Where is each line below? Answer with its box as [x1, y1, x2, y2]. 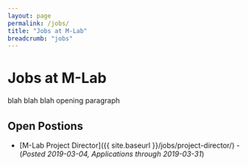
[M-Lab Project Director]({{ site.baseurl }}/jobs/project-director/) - [19, 140, 240, 150]
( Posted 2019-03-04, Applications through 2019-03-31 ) [19, 149, 205, 158]
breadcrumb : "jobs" [7, 34, 74, 43]
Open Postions [7, 119, 84, 133]
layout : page [7, 11, 52, 20]
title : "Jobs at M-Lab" [7, 27, 88, 35]
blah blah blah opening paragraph [7, 96, 120, 106]
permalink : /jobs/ [7, 19, 69, 27]
